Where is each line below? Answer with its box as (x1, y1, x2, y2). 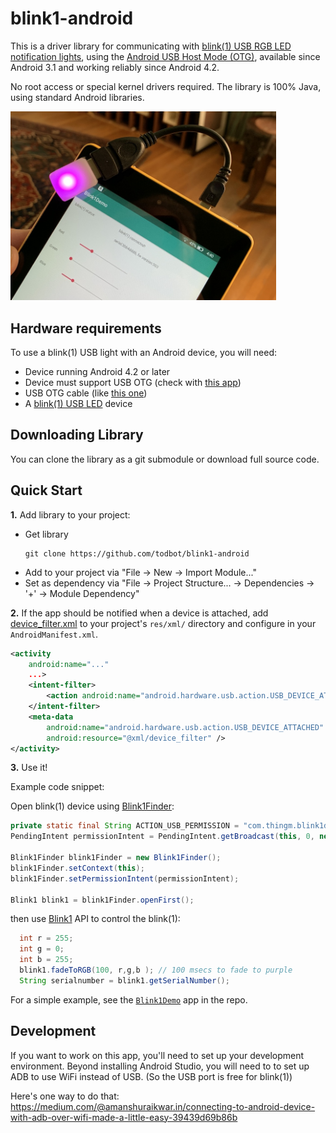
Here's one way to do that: (10, 1090, 120, 1102)
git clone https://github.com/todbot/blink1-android (24, 548, 250, 559)
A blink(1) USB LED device (24, 398, 133, 410)
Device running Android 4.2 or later (24, 366, 171, 378)
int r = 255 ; (19, 933, 74, 944)
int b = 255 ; (19, 955, 74, 965)
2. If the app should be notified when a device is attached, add (10, 607, 269, 619)
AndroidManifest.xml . (10, 628, 99, 640)
